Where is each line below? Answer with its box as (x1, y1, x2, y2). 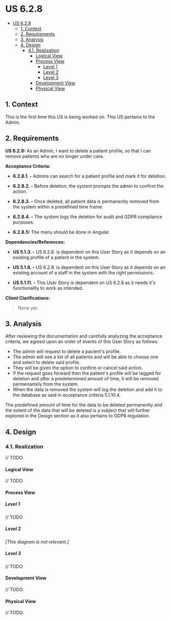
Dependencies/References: (5, 239, 65, 245)
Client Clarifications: (5, 295, 50, 301)
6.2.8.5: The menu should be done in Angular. (12, 229, 110, 235)
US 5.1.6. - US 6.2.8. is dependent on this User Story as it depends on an (12, 264, 166, 270)
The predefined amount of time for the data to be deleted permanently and (5, 402, 162, 408)
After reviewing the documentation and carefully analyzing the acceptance (5, 333, 162, 339)
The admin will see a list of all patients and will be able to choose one (12, 354, 159, 360)
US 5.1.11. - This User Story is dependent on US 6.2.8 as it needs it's (12, 280, 156, 286)
